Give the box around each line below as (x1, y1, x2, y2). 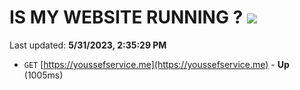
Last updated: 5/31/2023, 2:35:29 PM (9, 39, 167, 51)
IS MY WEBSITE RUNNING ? (9, 6, 244, 29)
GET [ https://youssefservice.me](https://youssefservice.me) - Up (23, 58, 290, 70)
